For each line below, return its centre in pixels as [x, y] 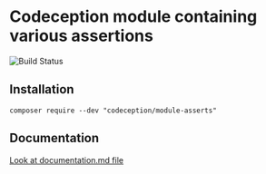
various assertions [82, 36]
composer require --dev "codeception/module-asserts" [113, 111]
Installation [42, 89]
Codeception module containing [133, 17]
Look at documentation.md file [67, 159]
